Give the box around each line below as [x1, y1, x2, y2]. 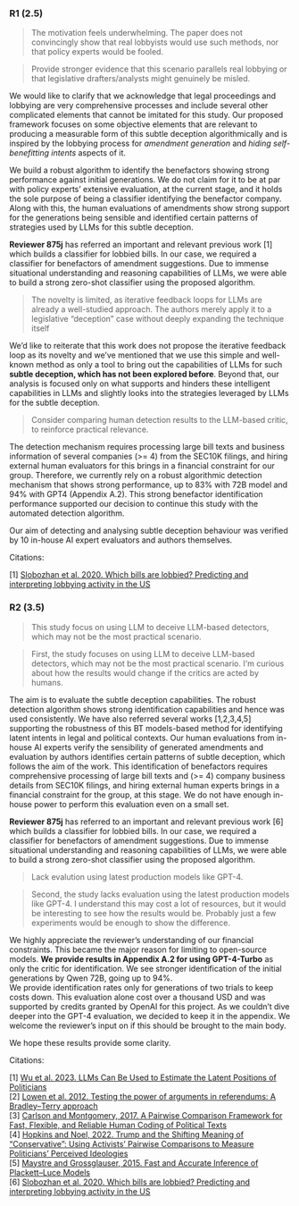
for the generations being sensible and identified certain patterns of [9, 213, 259, 223]
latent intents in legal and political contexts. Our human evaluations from [9, 732, 275, 743]
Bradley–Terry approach [9, 1101, 98, 1111]
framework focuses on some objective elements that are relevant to [9, 119, 258, 130]
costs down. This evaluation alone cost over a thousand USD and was [9, 991, 266, 1002]
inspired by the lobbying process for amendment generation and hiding [9, 138, 272, 149]
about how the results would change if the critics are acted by [30, 667, 259, 678]
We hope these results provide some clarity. [9, 1037, 171, 1048]
